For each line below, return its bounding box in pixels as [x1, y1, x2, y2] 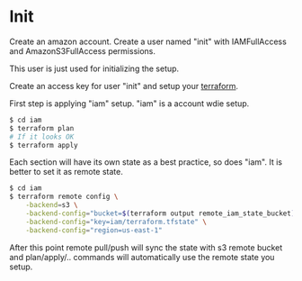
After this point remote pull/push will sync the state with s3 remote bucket [9, 241, 283, 253]
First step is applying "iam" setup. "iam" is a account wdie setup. [9, 97, 250, 109]
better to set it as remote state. [9, 167, 124, 177]
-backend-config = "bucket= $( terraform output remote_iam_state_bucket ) [25, 209, 296, 218]
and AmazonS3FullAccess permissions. [9, 45, 155, 56]
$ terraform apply [9, 140, 78, 150]
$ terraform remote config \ [9, 192, 119, 202]
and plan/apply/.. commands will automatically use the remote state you [9, 251, 275, 262]
